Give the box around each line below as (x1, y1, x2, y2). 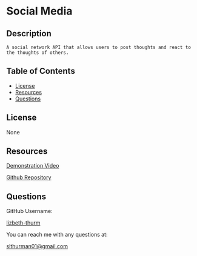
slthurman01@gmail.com (6, 243, 68, 250)
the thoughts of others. (6, 50, 69, 56)
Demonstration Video (6, 162, 59, 169)
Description (6, 28, 52, 39)
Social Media (6, 4, 73, 18)
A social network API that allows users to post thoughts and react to (6, 44, 191, 50)
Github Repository (6, 174, 52, 181)
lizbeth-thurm (6, 219, 41, 226)
